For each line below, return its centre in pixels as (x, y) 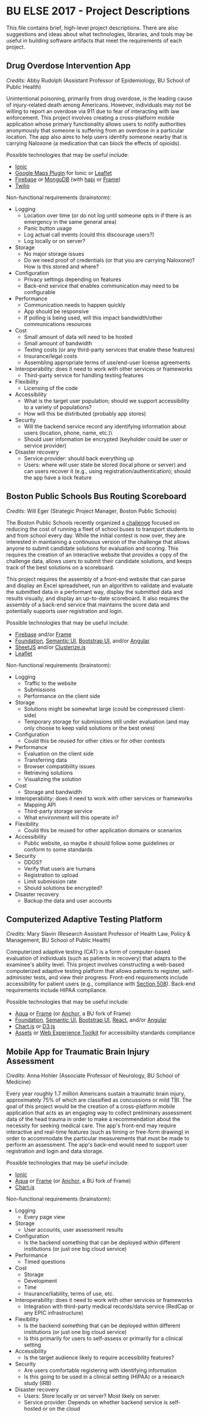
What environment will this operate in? (71, 817)
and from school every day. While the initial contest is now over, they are (96, 535)
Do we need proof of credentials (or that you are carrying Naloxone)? (109, 260)
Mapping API (40, 804)
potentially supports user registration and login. (65, 611)
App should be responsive (56, 311)
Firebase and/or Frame (43, 634)
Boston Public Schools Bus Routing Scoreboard (97, 497)
